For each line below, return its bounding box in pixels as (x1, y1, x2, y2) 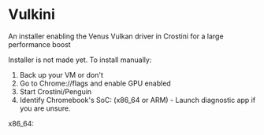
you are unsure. (19, 104, 71, 113)
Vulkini (8, 5, 55, 24)
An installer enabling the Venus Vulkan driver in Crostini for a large (8, 31, 224, 41)
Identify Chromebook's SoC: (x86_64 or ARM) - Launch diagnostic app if (19, 95, 256, 104)
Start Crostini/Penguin (19, 86, 92, 96)
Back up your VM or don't (19, 70, 104, 79)
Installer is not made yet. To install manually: (8, 55, 152, 64)
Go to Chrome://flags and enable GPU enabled (19, 78, 171, 88)
